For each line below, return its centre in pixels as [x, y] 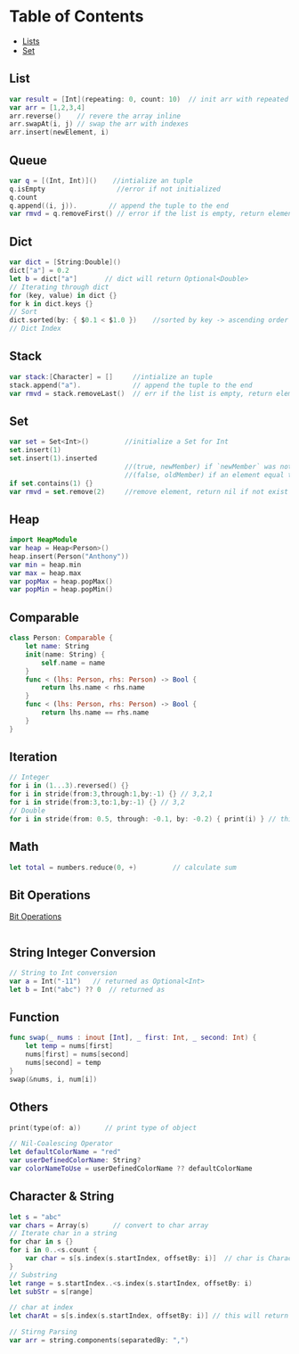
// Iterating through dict [59, 287]
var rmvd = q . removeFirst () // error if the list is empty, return [137, 214]
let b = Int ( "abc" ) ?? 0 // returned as [87, 989]
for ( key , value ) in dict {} [63, 295]
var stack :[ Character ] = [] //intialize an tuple [111, 376]
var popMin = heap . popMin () [61, 590]
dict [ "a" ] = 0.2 [39, 270]
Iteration [33, 757]
